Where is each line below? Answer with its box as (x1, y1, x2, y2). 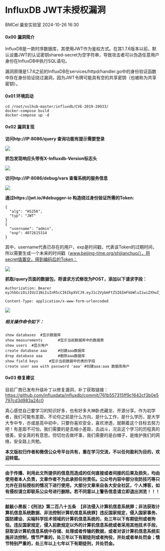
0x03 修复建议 (5, 375, 35, 381)
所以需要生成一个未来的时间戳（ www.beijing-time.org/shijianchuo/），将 (5, 250, 151, 256)
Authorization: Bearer (5, 286, 52, 291)
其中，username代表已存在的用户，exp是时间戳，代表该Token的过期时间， (5, 244, 157, 250)
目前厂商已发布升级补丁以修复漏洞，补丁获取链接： (5, 387, 109, 393)
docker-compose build (5, 109, 50, 114)
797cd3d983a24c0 (5, 397, 44, 403)
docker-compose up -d (5, 113, 50, 118)
